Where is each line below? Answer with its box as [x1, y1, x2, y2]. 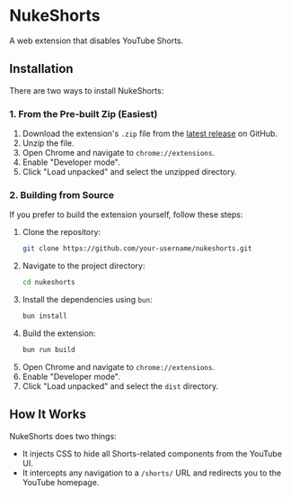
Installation [9, 61, 74, 77]
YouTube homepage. [22, 476, 100, 487]
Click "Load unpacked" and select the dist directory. [22, 380, 219, 392]
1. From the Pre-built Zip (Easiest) [9, 107, 158, 120]
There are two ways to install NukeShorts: [9, 85, 164, 95]
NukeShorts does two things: [9, 430, 117, 441]
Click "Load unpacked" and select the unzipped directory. [22, 167, 237, 177]
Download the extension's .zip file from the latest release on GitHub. [22, 128, 278, 140]
